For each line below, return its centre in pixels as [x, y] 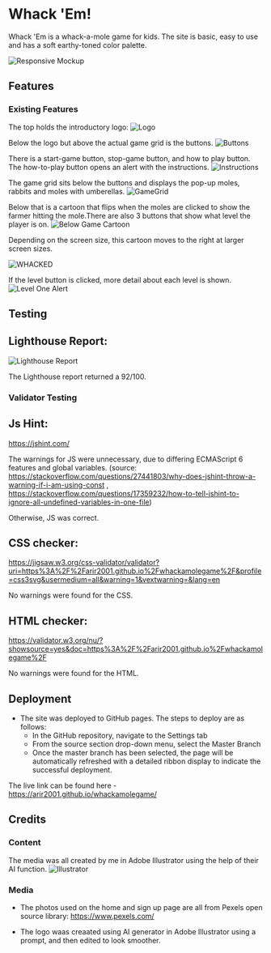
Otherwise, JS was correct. [54, 517]
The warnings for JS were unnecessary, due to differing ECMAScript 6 [126, 459]
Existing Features [43, 109]
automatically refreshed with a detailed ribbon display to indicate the [146, 761]
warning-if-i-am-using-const [57, 485]
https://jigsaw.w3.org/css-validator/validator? [84, 563]
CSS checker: [44, 543]
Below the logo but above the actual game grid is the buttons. [111, 143]
